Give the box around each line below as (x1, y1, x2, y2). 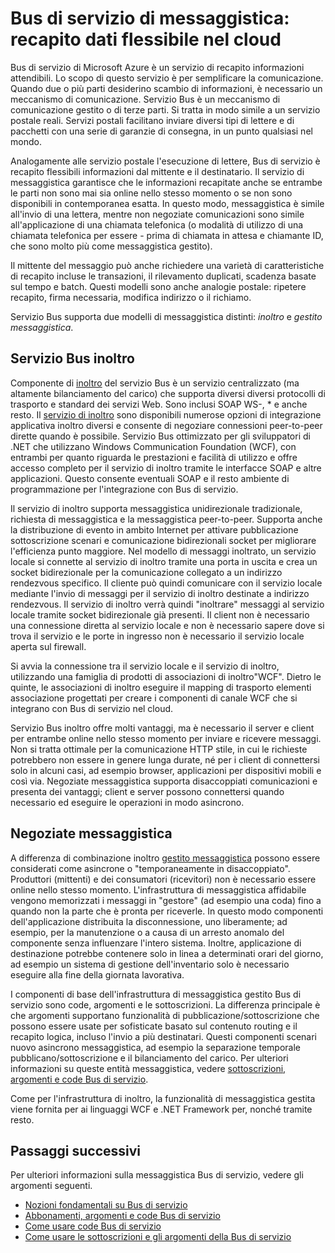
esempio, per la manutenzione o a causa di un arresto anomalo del (10, 926, 285, 938)
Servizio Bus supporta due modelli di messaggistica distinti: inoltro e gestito (10, 310, 323, 322)
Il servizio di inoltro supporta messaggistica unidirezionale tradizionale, (10, 502, 303, 514)
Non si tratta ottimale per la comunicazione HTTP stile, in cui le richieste (10, 743, 308, 755)
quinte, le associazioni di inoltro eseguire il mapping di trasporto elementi (10, 681, 312, 693)
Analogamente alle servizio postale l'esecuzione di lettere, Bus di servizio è (10, 155, 321, 167)
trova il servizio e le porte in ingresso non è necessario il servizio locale (10, 630, 305, 642)
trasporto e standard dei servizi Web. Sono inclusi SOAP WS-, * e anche (10, 398, 308, 410)
